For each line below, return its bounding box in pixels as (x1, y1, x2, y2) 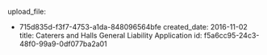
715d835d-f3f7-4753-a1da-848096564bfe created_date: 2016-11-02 (19, 22, 248, 31)
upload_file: (7, 7, 46, 16)
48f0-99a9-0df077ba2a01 (19, 39, 108, 49)
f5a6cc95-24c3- (203, 31, 260, 40)
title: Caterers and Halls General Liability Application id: (19, 31, 202, 40)
